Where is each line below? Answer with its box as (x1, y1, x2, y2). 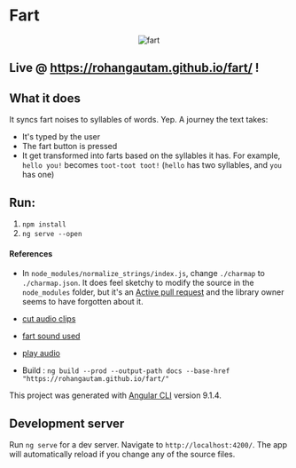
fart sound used (21, 330, 81, 342)
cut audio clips (21, 313, 76, 324)
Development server (9, 416, 125, 431)
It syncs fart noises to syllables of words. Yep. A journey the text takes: (9, 115, 269, 125)
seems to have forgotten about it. (21, 297, 144, 307)
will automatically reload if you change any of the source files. (9, 448, 236, 459)
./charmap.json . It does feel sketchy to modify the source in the (21, 277, 254, 289)
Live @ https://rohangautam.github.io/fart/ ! (9, 60, 260, 75)
